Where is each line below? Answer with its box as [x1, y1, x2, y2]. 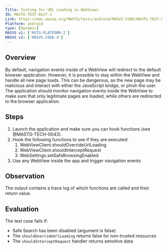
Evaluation [5, 205, 39, 213]
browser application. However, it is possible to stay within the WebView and [5, 72, 160, 78]
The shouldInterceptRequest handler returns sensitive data [12, 238, 133, 244]
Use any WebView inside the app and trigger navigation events [12, 158, 141, 164]
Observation [5, 172, 45, 180]
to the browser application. [5, 98, 61, 104]
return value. [5, 190, 31, 196]
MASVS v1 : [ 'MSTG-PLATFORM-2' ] [5, 30, 70, 35]
